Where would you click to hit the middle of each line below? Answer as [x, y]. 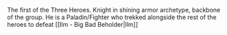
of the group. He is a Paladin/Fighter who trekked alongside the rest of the [112, 17]
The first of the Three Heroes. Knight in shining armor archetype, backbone [114, 10]
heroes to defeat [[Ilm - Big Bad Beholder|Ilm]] [73, 24]
